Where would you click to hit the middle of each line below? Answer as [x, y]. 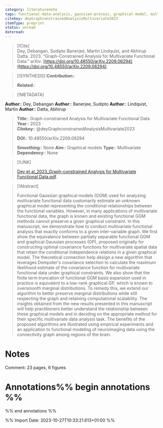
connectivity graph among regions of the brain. [64, 334]
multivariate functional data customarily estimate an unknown [78, 201]
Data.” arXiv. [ [31, 61]
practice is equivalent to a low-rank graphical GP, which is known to [85, 283]
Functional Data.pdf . [37, 177]
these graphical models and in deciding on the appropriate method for [87, 314]
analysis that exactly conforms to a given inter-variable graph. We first [87, 231]
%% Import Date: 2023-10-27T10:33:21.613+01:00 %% [60, 420]
